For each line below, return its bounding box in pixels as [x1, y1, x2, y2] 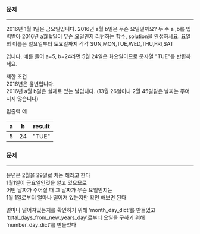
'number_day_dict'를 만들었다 [6, 221, 76, 228]
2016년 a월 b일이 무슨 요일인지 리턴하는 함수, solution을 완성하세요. [21, 33, 180, 40]
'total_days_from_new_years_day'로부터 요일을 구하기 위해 [6, 214, 145, 221]
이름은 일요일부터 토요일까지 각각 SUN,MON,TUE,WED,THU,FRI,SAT [12, 40, 174, 48]
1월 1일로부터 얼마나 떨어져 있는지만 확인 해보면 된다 [6, 194, 127, 201]
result [33, 122, 51, 131]
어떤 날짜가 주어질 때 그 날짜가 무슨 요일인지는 [6, 186, 113, 194]
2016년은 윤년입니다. [6, 80, 55, 87]
